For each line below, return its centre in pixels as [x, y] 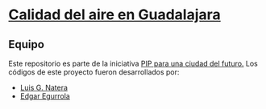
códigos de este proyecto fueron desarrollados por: [94, 72]
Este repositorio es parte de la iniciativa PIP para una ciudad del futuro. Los [133, 63]
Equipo [26, 44]
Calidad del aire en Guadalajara [115, 15]
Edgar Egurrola [45, 96]
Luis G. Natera [44, 87]
